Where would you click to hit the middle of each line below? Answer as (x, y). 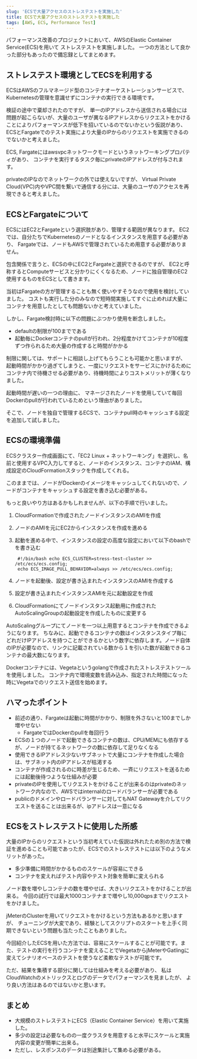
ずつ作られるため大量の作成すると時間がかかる (71, 346)
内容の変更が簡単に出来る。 (48, 1043)
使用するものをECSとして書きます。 (49, 279)
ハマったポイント (37, 703)
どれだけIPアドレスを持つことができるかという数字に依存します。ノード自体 (98, 640)
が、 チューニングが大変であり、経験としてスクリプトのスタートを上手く (94, 923)
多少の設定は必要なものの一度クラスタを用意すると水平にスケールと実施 (102, 1035)
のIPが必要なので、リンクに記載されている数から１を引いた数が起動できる (96, 647)
